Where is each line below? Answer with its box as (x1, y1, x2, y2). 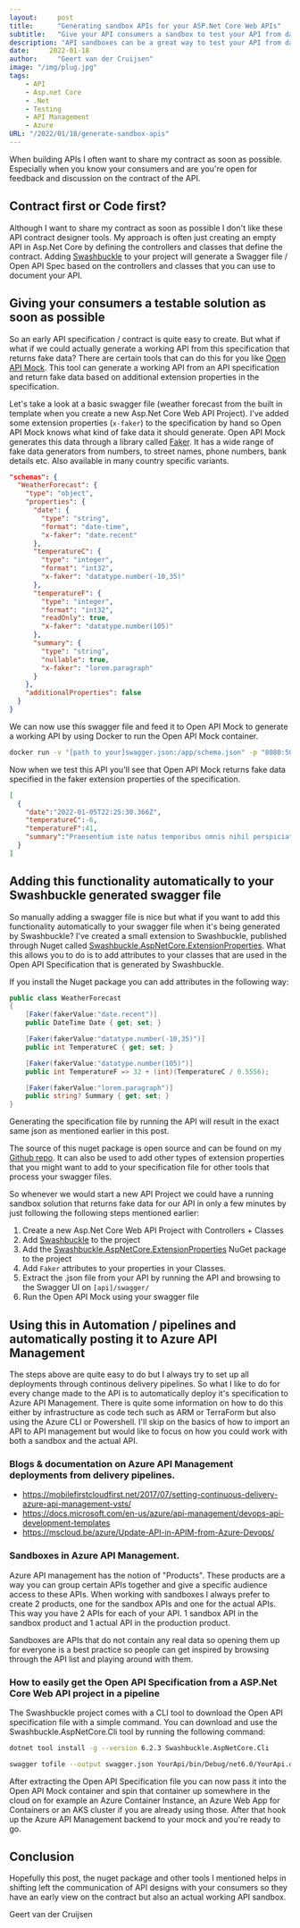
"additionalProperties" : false (25, 689, 142, 698)
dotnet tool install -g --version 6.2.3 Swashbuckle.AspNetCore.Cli (9, 1743, 270, 1752)
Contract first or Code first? (9, 198, 167, 214)
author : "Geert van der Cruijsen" (9, 54, 154, 63)
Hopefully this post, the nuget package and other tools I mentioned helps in (9, 1873, 287, 1883)
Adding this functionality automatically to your (9, 874, 274, 889)
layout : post (9, 13, 74, 22)
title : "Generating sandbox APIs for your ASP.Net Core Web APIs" (9, 21, 281, 30)
